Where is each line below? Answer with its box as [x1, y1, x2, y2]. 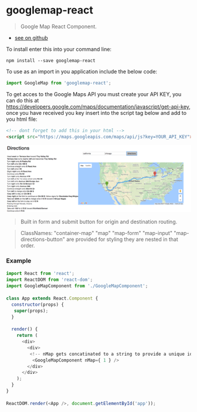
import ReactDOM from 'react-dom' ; [6, 277, 93, 283]
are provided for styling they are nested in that [66, 236, 179, 243]
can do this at [6, 97, 39, 104]
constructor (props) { [11, 301, 64, 308]
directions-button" [20, 236, 66, 243]
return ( [16, 332, 38, 339]
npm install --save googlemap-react [6, 57, 96, 63]
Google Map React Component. [20, 23, 97, 30]
